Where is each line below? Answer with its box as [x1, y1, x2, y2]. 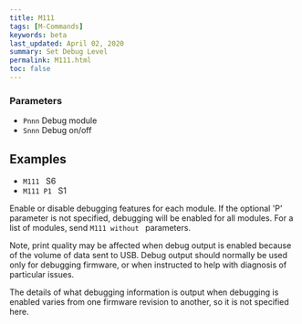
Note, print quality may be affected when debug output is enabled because [9, 239, 292, 251]
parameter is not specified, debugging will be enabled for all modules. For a [9, 212, 294, 224]
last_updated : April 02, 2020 [9, 38, 125, 48]
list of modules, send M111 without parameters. [9, 222, 192, 233]
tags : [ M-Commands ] [9, 22, 84, 31]
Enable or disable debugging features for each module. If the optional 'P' [9, 203, 283, 214]
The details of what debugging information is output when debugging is [9, 287, 279, 298]
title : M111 [9, 13, 55, 23]
